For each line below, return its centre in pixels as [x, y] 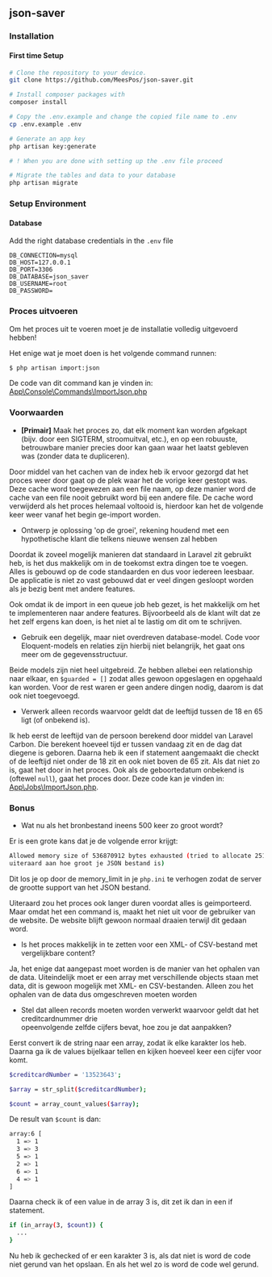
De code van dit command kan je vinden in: [81, 383]
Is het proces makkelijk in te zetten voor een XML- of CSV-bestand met [139, 944]
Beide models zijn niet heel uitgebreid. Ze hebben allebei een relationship [131, 670]
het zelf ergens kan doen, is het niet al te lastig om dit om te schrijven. [126, 622]
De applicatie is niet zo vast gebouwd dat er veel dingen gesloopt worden [132, 580]
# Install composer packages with [67, 95]
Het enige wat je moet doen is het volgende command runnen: [113, 353]
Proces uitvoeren [44, 312]
